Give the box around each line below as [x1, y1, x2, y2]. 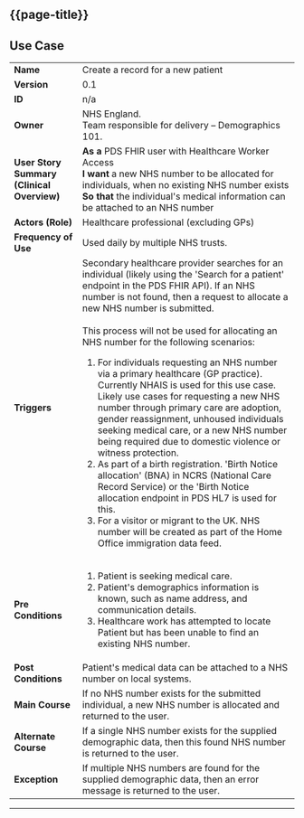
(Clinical [14, 179, 52, 192]
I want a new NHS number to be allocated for [81, 167, 274, 180]
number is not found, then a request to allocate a [81, 291, 289, 304]
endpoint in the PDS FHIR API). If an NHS [81, 279, 255, 292]
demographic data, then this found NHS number [81, 736, 287, 748]
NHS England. [81, 108, 142, 120]
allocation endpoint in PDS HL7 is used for [97, 492, 278, 504]
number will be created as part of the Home [97, 526, 283, 539]
